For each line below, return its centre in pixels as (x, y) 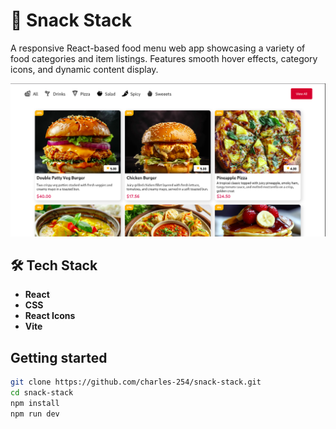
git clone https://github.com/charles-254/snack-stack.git (136, 382)
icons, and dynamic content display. (84, 69)
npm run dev (35, 414)
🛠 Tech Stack (54, 265)
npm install (35, 403)
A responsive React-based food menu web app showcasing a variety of (158, 48)
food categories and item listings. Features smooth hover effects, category (164, 58)
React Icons (50, 316)
